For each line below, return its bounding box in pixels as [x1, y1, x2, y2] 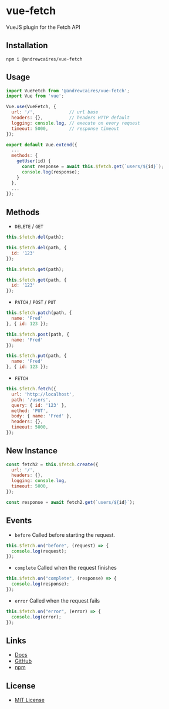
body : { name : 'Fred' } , [11, 413, 72, 419]
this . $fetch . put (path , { [6, 353, 67, 359]
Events [6, 516, 32, 526]
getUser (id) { [16, 158, 51, 164]
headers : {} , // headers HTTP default [11, 115, 130, 121]
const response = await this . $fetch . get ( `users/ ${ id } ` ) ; [21, 163, 164, 170]
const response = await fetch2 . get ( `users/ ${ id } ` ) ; [6, 499, 135, 505]
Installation [6, 41, 48, 51]
